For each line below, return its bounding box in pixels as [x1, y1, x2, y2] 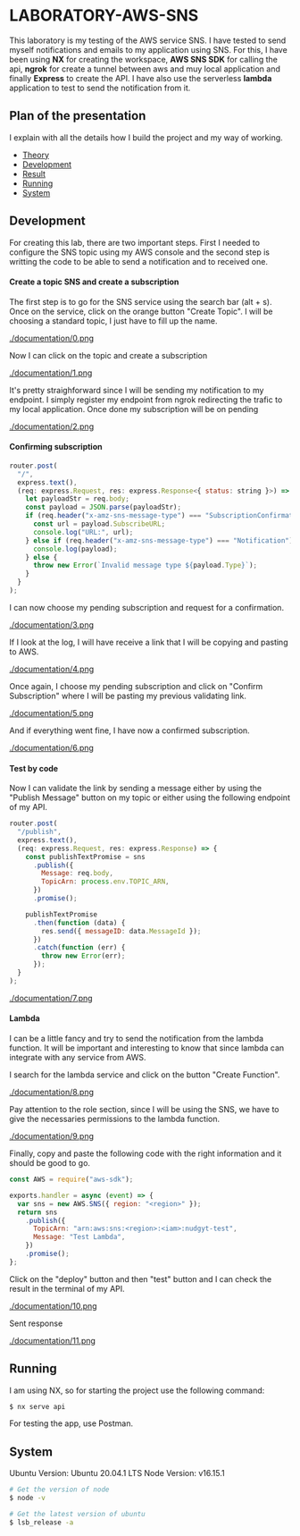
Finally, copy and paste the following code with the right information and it [9, 1148, 282, 1159]
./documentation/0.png [9, 333, 95, 343]
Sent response [9, 1318, 63, 1329]
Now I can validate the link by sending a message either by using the [9, 783, 262, 794]
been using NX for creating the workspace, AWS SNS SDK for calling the [9, 54, 279, 64]
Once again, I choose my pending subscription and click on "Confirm [9, 680, 263, 691]
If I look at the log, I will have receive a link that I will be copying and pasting [9, 637, 288, 647]
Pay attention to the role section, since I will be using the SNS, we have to [9, 1104, 279, 1114]
